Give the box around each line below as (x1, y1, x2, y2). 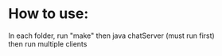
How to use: (8, 5, 89, 23)
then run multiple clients (8, 39, 88, 48)
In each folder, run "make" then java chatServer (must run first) (8, 31, 215, 40)
